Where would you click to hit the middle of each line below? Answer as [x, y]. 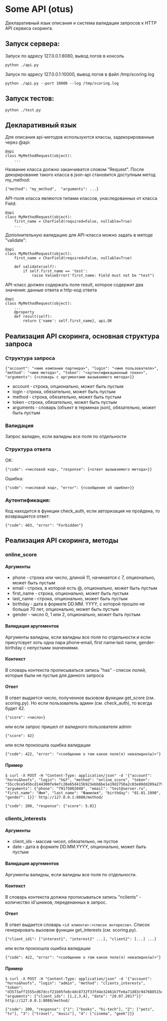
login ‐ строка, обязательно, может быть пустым [64, 392]
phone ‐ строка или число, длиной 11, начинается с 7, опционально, [84, 577]
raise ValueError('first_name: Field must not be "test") [93, 276]
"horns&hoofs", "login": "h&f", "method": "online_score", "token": [78, 780]
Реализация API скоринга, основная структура [83, 336]
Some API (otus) [39, 9]
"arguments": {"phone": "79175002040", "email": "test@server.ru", [77, 789]
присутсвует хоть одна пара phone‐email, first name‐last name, [71, 642]
